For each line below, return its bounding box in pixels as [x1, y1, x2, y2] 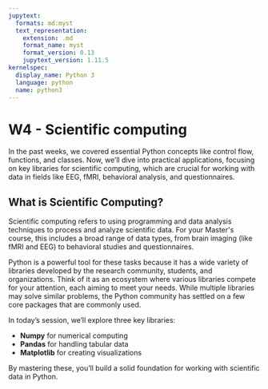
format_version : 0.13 [22, 49, 94, 57]
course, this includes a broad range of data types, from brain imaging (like [8, 233, 253, 244]
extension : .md [22, 34, 74, 42]
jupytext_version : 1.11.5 [22, 57, 110, 65]
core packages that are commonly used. [8, 300, 142, 310]
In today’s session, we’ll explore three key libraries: [8, 316, 176, 325]
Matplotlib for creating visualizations [19, 348, 142, 358]
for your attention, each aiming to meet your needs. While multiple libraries [8, 283, 254, 292]
